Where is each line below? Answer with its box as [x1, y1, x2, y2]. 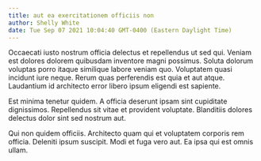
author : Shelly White [8, 19, 80, 27]
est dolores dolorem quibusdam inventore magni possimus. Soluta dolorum [8, 56, 254, 66]
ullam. [8, 145, 29, 155]
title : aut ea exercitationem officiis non [8, 11, 155, 20]
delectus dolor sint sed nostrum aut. [8, 114, 127, 123]
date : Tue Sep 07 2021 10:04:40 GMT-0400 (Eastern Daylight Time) [8, 26, 232, 34]
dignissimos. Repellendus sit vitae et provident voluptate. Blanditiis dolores [8, 105, 252, 114]
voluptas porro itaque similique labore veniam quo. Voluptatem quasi [8, 65, 232, 74]
